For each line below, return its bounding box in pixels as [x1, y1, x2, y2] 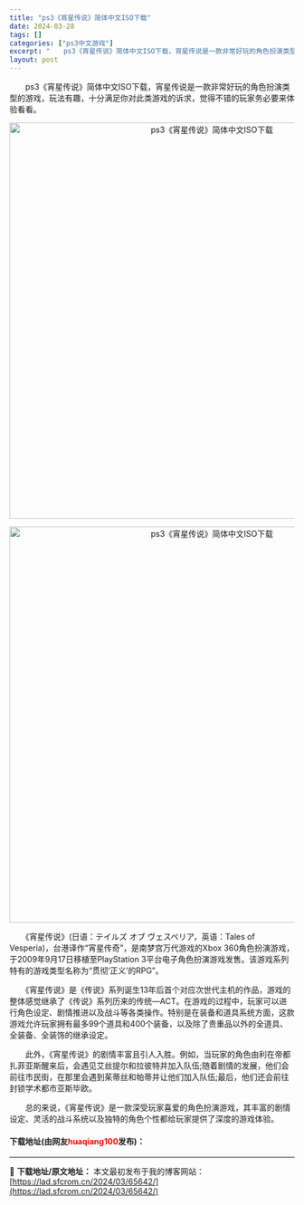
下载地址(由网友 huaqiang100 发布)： [9, 1135, 146, 1146]
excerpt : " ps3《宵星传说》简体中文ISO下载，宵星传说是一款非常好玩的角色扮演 [9, 47, 283, 56]
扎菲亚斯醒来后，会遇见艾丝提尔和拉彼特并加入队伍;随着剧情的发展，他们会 [9, 1060, 290, 1071]
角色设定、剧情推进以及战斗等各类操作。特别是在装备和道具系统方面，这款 [16, 1007, 295, 1018]
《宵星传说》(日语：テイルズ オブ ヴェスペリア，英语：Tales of [24, 932, 255, 942]
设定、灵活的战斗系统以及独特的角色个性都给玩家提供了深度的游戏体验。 [9, 1114, 279, 1124]
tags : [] [9, 30, 43, 39]
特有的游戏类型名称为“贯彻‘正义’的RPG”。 [9, 965, 165, 976]
